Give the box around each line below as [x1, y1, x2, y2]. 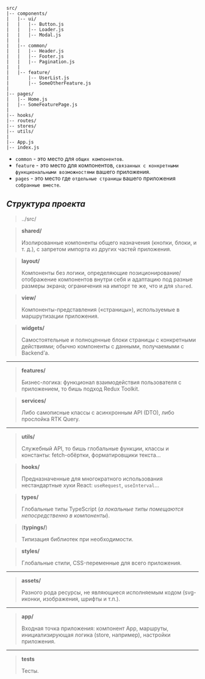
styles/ [21, 547, 40, 555]
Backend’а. [21, 349, 50, 356]
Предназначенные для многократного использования [21, 475, 163, 482]
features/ [21, 367, 46, 374]
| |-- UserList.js [6, 75, 70, 81]
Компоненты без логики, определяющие [21, 269, 128, 276]
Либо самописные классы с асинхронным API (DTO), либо [21, 408, 175, 416]
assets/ [21, 577, 41, 584]
